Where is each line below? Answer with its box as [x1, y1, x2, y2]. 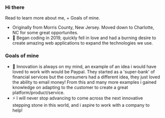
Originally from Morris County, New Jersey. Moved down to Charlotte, [12, 24, 154, 30]
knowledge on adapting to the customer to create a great [12, 84, 128, 90]
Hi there [5, 4, 25, 11]
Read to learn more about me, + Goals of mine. [5, 15, 100, 21]
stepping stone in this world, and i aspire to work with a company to [12, 102, 150, 108]
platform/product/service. [12, 90, 65, 95]
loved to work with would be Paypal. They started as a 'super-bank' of [12, 69, 155, 74]
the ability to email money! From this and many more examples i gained [12, 79, 157, 85]
